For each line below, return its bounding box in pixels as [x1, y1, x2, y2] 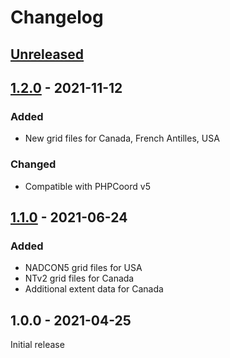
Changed [10, 157, 57, 171]
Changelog [10, 6, 104, 29]
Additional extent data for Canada [24, 283, 164, 295]
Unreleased [10, 46, 85, 63]
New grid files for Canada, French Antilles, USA [24, 132, 220, 145]
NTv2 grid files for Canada [24, 272, 135, 285]
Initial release [10, 339, 65, 351]
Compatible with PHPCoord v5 [24, 180, 151, 192]
